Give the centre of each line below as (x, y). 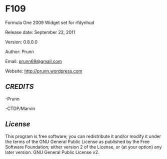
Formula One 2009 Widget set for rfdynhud (50, 22)
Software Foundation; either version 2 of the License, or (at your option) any (83, 147)
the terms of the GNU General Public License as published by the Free (77, 141)
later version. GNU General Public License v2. (52, 152)
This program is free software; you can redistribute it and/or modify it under (83, 136)
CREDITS (19, 87)
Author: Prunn (19, 51)
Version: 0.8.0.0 (21, 42)
